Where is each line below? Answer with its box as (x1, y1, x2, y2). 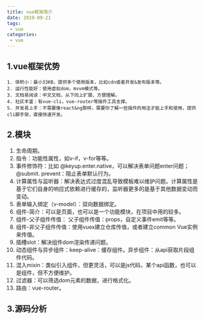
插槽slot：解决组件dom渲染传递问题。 (15, 238, 112, 246)
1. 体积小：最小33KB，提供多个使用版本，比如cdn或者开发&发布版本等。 (7, 79, 164, 85)
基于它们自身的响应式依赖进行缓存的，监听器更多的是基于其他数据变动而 (15, 185, 198, 192)
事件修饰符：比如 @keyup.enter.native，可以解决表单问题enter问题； (15, 162, 189, 170)
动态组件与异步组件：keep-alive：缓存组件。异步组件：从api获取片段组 (15, 246, 195, 253)
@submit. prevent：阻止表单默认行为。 (15, 170, 114, 177)
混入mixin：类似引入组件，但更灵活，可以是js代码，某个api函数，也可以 (15, 261, 197, 268)
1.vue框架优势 (7, 62, 60, 72)
